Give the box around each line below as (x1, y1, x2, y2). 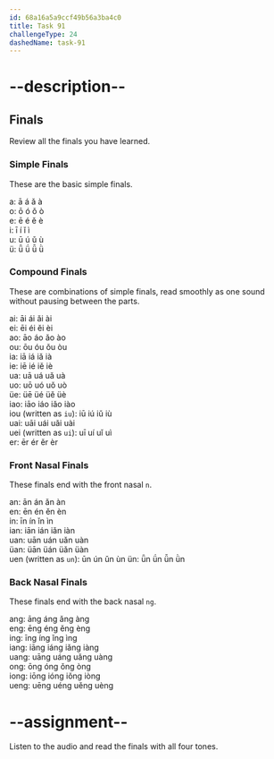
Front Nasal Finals (9, 458, 89, 471)
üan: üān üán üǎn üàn (9, 544, 89, 555)
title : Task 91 (9, 21, 66, 30)
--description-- (9, 77, 127, 97)
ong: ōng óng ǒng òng (9, 661, 92, 672)
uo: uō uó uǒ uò (9, 379, 68, 390)
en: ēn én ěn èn (9, 507, 67, 517)
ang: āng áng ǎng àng (9, 614, 90, 625)
